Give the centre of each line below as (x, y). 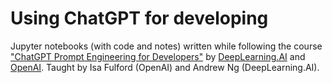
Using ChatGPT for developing (139, 18)
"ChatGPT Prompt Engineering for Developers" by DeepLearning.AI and (158, 56)
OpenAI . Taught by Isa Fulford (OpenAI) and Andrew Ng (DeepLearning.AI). (165, 67)
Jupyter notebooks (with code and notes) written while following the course (166, 46)
